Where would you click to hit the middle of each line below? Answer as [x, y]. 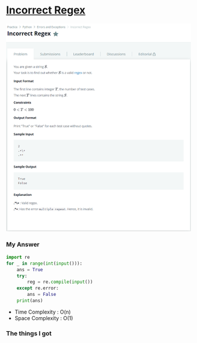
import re [18, 257]
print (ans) [30, 301]
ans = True [30, 269]
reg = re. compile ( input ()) [60, 282]
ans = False [42, 295]
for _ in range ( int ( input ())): [44, 263]
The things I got [29, 333]
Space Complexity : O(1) [44, 318]
